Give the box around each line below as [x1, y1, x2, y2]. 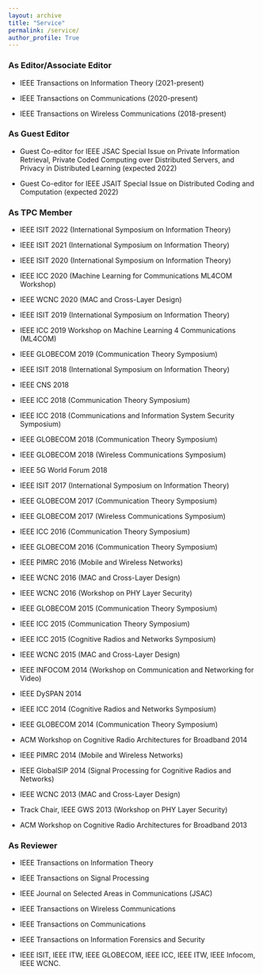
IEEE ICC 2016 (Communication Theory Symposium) [19, 527, 191, 536]
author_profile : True [8, 33, 80, 42]
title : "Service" [8, 19, 66, 27]
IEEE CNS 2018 [19, 380, 70, 389]
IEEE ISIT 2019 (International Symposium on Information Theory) [19, 310, 230, 320]
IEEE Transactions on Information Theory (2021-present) [19, 78, 204, 87]
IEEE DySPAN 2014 [19, 689, 82, 699]
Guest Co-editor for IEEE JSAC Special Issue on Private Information [19, 146, 240, 155]
